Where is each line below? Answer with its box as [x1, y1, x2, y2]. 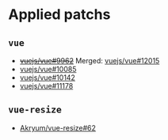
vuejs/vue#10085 [19, 65, 77, 74]
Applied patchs [8, 6, 111, 24]
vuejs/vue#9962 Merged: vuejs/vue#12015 [19, 56, 160, 65]
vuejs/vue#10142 [19, 73, 75, 82]
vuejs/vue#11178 [19, 81, 74, 90]
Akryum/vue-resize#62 [19, 123, 97, 132]
